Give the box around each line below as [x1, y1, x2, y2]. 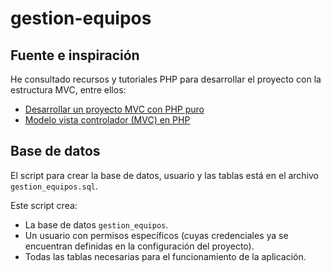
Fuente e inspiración [10, 47, 140, 64]
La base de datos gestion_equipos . [24, 218, 169, 231]
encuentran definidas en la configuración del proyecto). [24, 240, 255, 252]
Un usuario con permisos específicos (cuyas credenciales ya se [24, 229, 289, 241]
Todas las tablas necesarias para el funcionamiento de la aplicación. [24, 250, 307, 262]
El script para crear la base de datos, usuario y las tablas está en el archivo [10, 169, 320, 181]
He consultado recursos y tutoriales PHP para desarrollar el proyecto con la [10, 73, 322, 85]
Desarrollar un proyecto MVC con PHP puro [24, 103, 205, 115]
